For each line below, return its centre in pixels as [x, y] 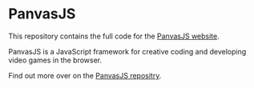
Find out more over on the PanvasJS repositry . [85, 75]
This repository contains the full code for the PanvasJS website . [114, 36]
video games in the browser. [55, 60]
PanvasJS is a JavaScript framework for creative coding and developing [127, 51]
